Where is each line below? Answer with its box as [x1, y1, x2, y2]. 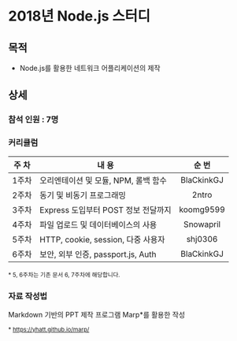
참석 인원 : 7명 [8, 114, 59, 125]
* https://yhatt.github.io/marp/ [8, 325, 90, 333]
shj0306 [186, 233, 218, 244]
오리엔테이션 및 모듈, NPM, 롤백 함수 [39, 175, 167, 186]
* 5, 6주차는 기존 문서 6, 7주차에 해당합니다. [8, 271, 120, 279]
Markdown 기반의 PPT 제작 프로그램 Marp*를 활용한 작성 [8, 309, 186, 319]
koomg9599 [179, 204, 226, 215]
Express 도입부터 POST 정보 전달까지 [39, 204, 172, 215]
